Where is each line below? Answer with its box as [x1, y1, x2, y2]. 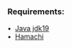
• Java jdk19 [7, 24, 50, 33]
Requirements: [7, 6, 65, 17]
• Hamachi [7, 32, 44, 41]
